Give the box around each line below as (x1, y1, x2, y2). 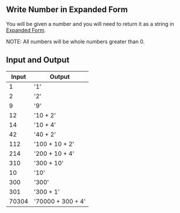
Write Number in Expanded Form (6, 5, 128, 15)
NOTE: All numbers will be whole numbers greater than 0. (6, 38, 145, 45)
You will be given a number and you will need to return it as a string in (6, 20, 174, 27)
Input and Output (6, 55, 70, 65)
